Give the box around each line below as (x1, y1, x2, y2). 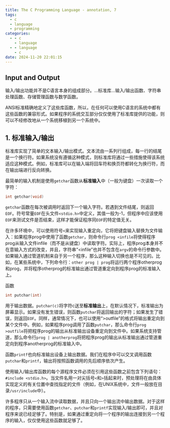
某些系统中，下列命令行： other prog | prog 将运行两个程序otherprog (18, 259, 162, 265)
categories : (5, 31, 30, 36)
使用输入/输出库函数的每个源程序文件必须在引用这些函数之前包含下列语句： (5, 368, 162, 374)
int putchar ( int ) (5, 293, 42, 298)
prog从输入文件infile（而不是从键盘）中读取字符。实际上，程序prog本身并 (5, 240, 159, 246)
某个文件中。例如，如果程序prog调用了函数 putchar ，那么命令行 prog (5, 322, 147, 328)
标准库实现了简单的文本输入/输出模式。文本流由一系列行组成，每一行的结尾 (5, 148, 162, 154)
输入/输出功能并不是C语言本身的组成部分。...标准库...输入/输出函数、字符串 (5, 87, 161, 94)
